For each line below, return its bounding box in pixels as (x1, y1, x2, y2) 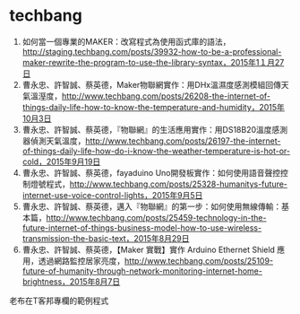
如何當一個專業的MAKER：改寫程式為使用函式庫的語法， (21, 36, 231, 47)
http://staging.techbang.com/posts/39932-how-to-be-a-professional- (21, 46, 282, 57)
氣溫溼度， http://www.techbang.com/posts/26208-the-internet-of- (21, 91, 271, 101)
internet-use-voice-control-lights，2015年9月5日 (21, 189, 203, 200)
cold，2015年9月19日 (21, 156, 101, 167)
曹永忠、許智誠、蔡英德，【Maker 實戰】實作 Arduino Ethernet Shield (21, 244, 276, 255)
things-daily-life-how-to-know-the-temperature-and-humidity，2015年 (21, 101, 285, 112)
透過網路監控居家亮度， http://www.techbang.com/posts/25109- (38, 255, 274, 266)
